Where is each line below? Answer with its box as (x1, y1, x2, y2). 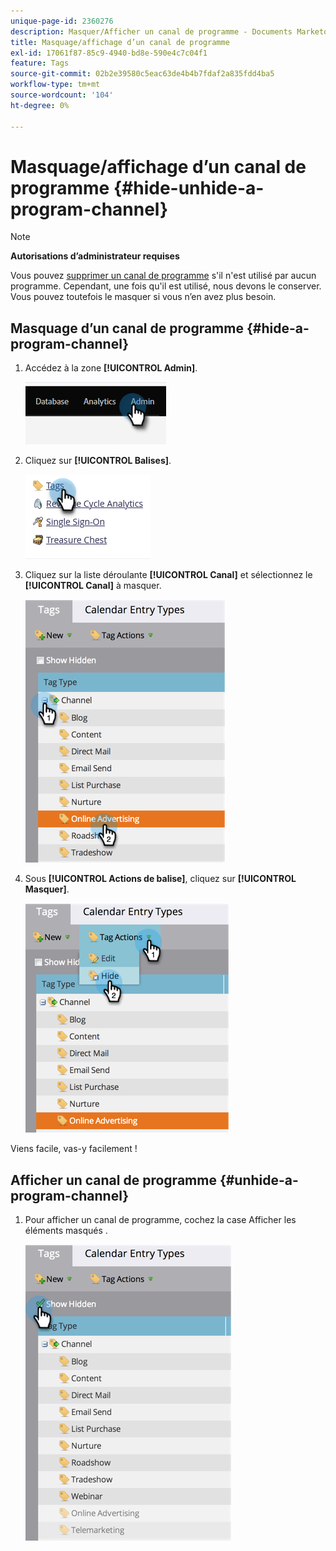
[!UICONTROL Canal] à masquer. (24, 580, 162, 592)
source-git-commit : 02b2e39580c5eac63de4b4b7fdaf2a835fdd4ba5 (10, 69, 275, 79)
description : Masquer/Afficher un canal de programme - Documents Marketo (10, 26, 329, 37)
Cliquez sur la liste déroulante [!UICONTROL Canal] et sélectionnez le (24, 569, 313, 581)
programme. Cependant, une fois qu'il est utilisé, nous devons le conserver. (10, 280, 322, 292)
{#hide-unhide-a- (113, 176, 265, 199)
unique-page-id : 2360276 (10, 16, 114, 26)
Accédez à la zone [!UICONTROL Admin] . (24, 362, 198, 374)
